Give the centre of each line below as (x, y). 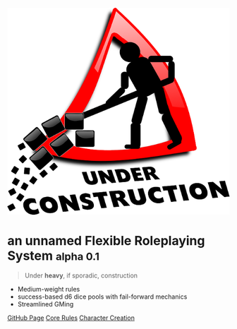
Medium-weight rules (49, 289)
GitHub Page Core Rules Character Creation (71, 318)
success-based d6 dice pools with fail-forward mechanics (102, 297)
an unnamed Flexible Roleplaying (106, 240)
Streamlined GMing (45, 304)
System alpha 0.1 (54, 256)
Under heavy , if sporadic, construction (81, 275)
